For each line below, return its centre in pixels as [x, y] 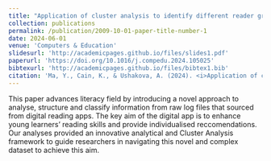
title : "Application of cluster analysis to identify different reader [131, 16]
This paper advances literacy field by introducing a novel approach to [124, 98]
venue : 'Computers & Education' [63, 46]
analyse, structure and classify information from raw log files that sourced [131, 107]
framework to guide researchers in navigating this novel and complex [123, 141]
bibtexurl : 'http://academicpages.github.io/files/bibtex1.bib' [119, 68]
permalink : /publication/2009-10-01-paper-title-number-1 [108, 31]
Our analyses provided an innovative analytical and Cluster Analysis [121, 133]
